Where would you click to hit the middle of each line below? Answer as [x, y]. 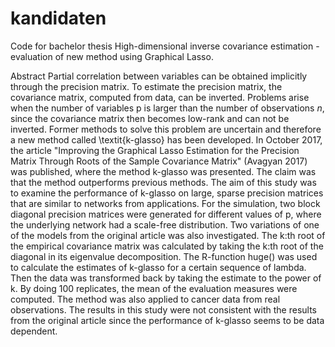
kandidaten [58, 18]
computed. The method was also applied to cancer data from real [145, 299]
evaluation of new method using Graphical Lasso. [112, 56]
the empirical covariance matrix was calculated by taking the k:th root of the [167, 246]
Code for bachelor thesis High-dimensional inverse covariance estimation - [165, 46]
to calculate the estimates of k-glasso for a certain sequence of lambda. [158, 267]
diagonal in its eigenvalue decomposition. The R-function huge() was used [164, 256]
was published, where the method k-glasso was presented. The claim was [163, 171]
